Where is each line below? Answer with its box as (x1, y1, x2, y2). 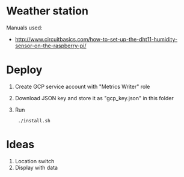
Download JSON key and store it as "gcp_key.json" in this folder (14, 94, 174, 101)
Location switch (14, 157, 55, 164)
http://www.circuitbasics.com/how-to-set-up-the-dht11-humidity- (14, 35, 178, 43)
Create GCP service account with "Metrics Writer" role (14, 83, 150, 90)
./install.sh (17, 118, 51, 124)
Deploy (6, 63, 43, 77)
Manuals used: (6, 24, 43, 31)
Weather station (6, 4, 89, 18)
